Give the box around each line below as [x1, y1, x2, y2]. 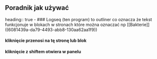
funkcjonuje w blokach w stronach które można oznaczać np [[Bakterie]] [5, 22, 150, 27]
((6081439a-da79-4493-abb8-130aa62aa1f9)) [5, 26, 98, 33]
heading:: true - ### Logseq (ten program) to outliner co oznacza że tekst [5, 16, 152, 22]
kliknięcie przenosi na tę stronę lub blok [5, 38, 87, 44]
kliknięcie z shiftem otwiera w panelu [5, 49, 81, 54]
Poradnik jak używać [5, 4, 69, 12]
